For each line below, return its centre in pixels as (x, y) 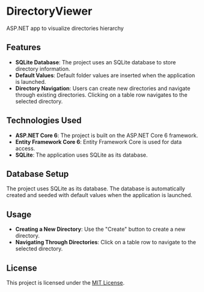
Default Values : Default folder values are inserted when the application (105, 75)
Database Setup (38, 174)
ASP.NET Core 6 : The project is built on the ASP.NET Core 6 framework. (107, 135)
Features (24, 47)
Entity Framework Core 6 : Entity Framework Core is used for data (98, 141)
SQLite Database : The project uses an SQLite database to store (96, 62)
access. (25, 148)
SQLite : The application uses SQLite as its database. (81, 155)
